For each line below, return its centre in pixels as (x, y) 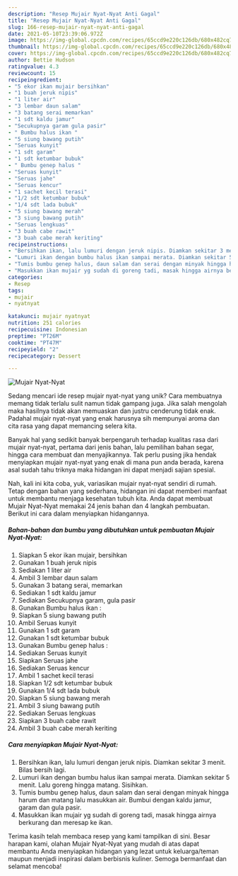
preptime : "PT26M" (35, 336)
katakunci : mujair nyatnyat (49, 317)
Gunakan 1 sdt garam (49, 630)
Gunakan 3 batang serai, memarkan (70, 586)
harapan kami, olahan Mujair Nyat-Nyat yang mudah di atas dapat (104, 844)
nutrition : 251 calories (44, 323)
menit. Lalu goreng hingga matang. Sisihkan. (83, 785)
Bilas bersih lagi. (42, 770)
